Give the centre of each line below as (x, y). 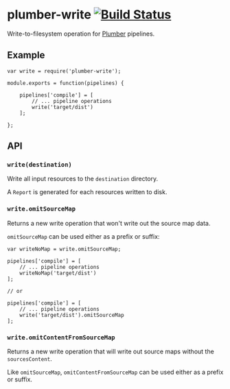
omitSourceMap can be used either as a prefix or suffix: (83, 236)
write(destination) (39, 165)
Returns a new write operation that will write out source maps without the (111, 352)
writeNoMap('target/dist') (58, 273)
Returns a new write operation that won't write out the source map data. (109, 223)
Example (26, 55)
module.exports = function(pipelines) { (66, 83)
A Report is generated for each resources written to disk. (87, 192)
